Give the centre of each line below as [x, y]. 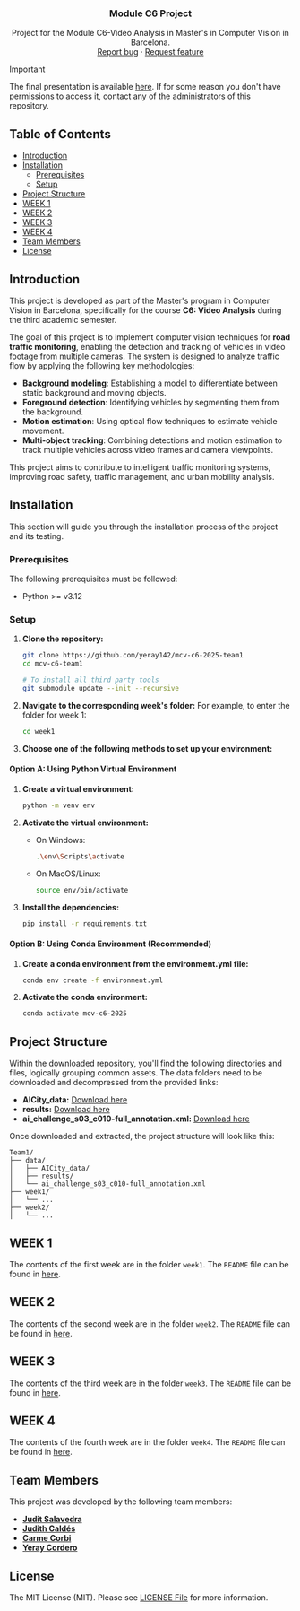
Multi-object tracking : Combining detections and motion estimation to [152, 440]
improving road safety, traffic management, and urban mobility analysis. [142, 476]
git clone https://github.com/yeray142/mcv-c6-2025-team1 [133, 656]
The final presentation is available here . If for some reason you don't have [145, 87]
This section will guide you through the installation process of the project [144, 527]
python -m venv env [59, 805]
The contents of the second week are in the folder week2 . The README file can [150, 1324]
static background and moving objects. [94, 392]
